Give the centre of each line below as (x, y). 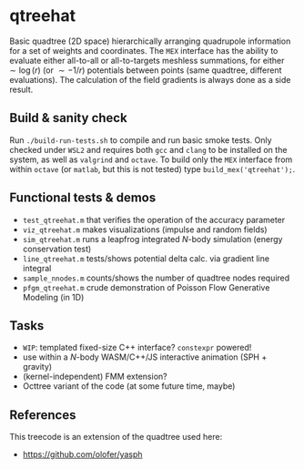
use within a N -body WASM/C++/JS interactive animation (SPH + (145, 357)
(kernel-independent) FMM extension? (95, 377)
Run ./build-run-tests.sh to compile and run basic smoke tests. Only (141, 140)
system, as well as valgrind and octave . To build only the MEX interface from (151, 159)
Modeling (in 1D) (53, 297)
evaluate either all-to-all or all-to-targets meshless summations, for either (147, 60)
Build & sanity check (68, 118)
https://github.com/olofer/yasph (82, 454)
